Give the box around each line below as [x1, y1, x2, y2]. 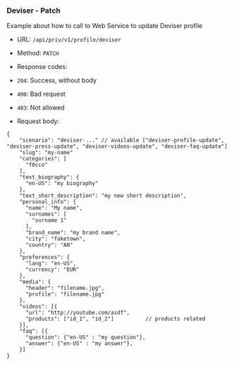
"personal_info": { [19, 198, 77, 206]
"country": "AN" [25, 241, 73, 248]
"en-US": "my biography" [25, 180, 99, 187]
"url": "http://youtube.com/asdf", [25, 309, 130, 317]
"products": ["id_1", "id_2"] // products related [25, 315, 206, 322]
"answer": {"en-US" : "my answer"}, [25, 340, 133, 347]
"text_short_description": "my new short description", [19, 192, 187, 199]
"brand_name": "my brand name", [25, 229, 121, 236]
